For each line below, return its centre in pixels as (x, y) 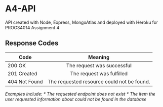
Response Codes (32, 43)
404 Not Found (25, 81)
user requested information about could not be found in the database (76, 99)
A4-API (20, 9)
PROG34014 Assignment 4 (32, 27)
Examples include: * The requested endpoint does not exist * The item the (80, 94)
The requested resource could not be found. (99, 81)
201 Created (22, 73)
